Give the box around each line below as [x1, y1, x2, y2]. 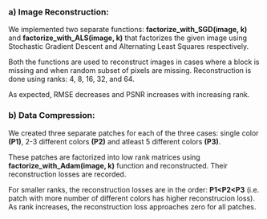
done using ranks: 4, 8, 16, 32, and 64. [8, 75, 135, 84]
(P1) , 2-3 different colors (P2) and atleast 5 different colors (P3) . [8, 136, 221, 146]
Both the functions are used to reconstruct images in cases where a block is [8, 57, 260, 67]
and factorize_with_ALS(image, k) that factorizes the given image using [8, 33, 247, 43]
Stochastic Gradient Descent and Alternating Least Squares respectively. [8, 42, 249, 51]
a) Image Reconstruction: [8, 6, 110, 18]
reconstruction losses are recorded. [8, 169, 127, 179]
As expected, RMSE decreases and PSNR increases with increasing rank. [8, 90, 250, 99]
